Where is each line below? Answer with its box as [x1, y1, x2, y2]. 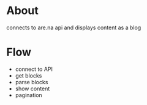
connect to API [15, 65, 53, 73]
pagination [15, 91, 43, 98]
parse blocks [15, 78, 48, 85]
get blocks [15, 71, 42, 79]
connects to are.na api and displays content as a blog [6, 24, 141, 31]
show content [15, 85, 50, 92]
